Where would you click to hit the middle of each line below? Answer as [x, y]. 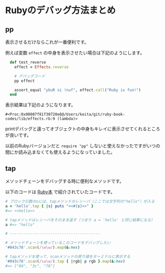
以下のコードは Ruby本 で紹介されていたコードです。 [60, 192]
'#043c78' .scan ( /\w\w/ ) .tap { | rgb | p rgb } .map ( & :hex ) [65, 261]
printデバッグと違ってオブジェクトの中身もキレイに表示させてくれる [76, 129]
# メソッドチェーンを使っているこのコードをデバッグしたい [58, 243]
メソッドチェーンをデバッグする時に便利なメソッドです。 [65, 181]
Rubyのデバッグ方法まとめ [61, 10]
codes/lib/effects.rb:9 [30, 119]
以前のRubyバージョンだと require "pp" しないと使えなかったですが [76, 146]
